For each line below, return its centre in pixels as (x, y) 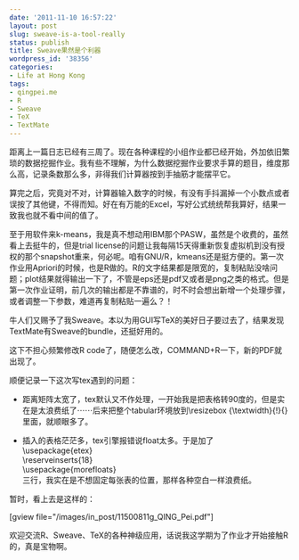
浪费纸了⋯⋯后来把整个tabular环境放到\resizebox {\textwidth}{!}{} (167, 410)
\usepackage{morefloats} (69, 469)
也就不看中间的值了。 (64, 215)
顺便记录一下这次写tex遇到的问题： (73, 380)
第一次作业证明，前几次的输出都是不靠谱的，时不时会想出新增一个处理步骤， (149, 290)
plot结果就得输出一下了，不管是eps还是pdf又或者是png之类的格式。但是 (157, 279)
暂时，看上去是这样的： (52, 499)
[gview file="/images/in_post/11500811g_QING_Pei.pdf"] (111, 517)
